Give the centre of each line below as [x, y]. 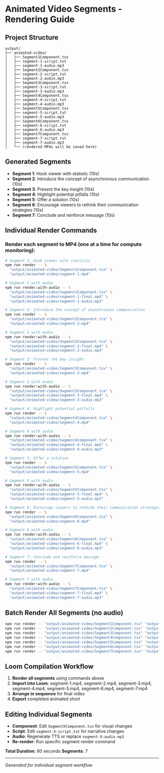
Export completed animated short [46, 699]
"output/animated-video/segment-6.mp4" [50, 521]
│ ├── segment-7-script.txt [36, 138]
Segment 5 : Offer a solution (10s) [46, 199]
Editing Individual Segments [49, 714]
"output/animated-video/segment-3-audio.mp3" [57, 400]
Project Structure [32, 37]
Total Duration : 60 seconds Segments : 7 [46, 751]
